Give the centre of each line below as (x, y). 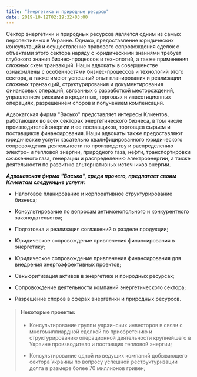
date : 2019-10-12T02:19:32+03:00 (47, 17)
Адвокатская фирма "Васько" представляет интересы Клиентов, (88, 114)
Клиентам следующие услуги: (46, 182)
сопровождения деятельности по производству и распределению (90, 146)
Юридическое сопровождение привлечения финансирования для (98, 258)
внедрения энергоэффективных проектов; (68, 264)
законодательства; (39, 217)
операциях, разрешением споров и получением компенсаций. (85, 103)
